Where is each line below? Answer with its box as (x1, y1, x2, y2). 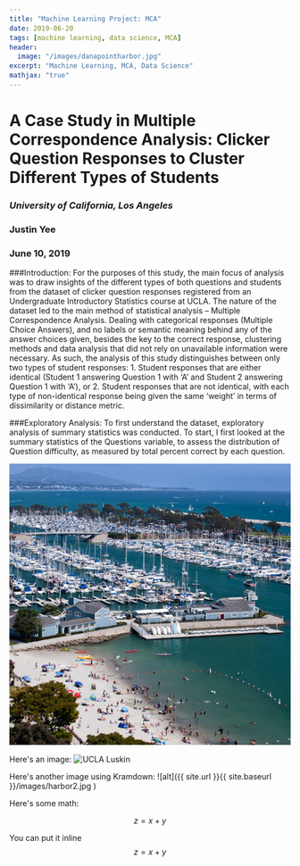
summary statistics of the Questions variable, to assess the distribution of (9, 437, 280, 447)
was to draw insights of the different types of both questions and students (9, 277, 282, 287)
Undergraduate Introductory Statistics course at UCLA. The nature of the (9, 296, 277, 307)
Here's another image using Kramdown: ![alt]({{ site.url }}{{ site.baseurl (9, 771, 272, 782)
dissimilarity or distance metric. (9, 400, 125, 411)
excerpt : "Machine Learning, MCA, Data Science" (9, 62, 194, 71)
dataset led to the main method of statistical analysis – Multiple (9, 305, 241, 316)
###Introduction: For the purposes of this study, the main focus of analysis (9, 268, 285, 279)
